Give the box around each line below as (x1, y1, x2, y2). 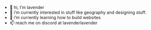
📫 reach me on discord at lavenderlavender (9, 20, 98, 26)
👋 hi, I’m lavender (9, 5, 45, 10)
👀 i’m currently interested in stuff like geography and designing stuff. (9, 10, 147, 15)
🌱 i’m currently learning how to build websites (9, 15, 101, 20)
